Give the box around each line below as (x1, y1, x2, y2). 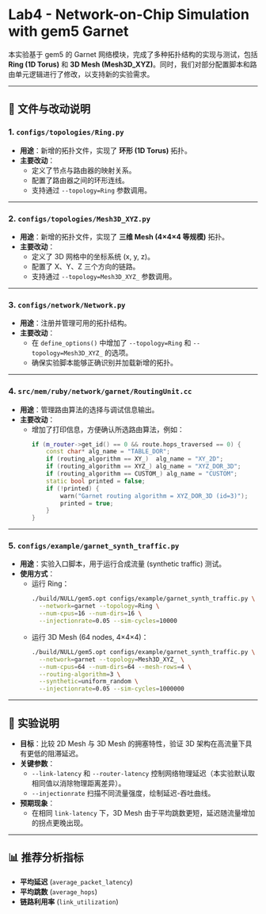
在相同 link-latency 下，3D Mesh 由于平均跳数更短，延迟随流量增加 (31, 809, 256, 817)
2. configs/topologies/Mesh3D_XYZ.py (8, 212, 151, 224)
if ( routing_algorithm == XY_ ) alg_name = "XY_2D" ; (46, 455, 224, 463)
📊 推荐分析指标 (8, 851, 85, 865)
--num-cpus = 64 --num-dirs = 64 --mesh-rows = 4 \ (38, 663, 192, 671)
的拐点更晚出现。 (31, 818, 88, 828)
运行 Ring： (31, 579, 70, 588)
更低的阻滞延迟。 (26, 749, 83, 758)
